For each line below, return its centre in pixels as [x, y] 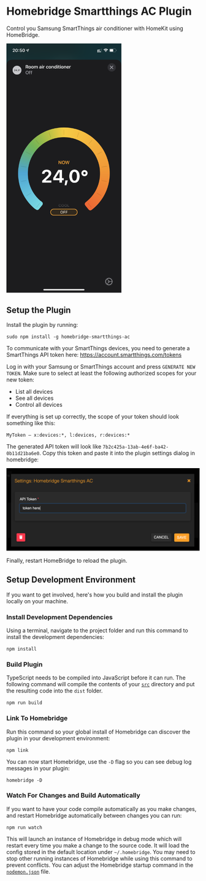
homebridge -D [25, 780]
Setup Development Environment [71, 580]
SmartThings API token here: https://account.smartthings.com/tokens [94, 355]
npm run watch [25, 828]
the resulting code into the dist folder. [55, 691]
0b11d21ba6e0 [23, 454]
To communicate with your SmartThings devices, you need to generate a [98, 348]
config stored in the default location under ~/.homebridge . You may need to [101, 852]
